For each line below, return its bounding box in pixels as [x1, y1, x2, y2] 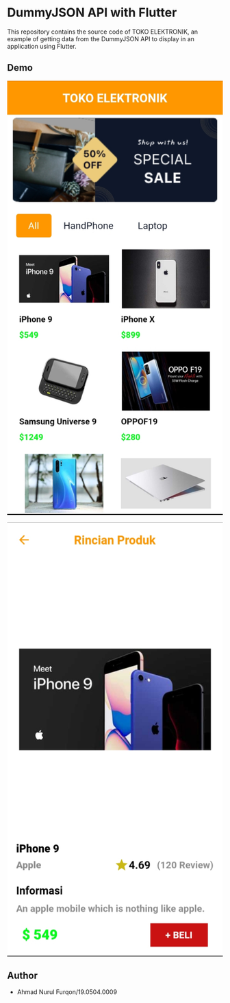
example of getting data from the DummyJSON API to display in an [7, 34, 195, 43]
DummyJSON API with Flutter [7, 5, 177, 21]
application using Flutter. [7, 42, 77, 50]
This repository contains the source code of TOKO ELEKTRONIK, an [7, 27, 199, 36]
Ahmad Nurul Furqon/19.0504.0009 [16, 988, 118, 996]
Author [7, 970, 38, 982]
